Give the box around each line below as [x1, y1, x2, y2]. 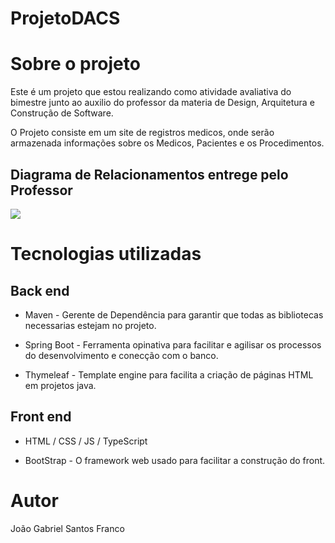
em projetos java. [24, 379, 97, 391]
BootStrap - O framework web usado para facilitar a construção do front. [24, 454, 326, 466]
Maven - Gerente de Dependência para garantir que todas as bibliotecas [24, 308, 324, 321]
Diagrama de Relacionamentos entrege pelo [10, 166, 289, 183]
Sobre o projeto [10, 53, 141, 76]
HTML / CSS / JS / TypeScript [24, 435, 148, 447]
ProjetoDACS [10, 7, 121, 30]
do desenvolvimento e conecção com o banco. [24, 349, 219, 361]
